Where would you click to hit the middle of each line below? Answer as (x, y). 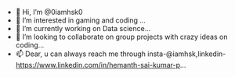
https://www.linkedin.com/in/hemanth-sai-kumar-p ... (101, 65)
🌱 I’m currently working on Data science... (83, 28)
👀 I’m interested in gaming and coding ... (81, 20)
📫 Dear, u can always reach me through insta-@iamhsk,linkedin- (121, 54)
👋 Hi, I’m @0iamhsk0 (49, 12)
